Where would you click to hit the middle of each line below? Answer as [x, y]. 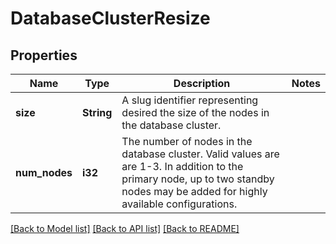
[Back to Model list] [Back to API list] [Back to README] [125, 228]
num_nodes [44, 172]
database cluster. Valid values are [200, 154]
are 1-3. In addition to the [182, 166]
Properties [44, 55]
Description [202, 83]
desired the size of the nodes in [195, 112]
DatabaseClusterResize [110, 18]
